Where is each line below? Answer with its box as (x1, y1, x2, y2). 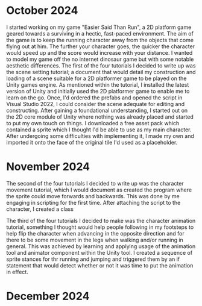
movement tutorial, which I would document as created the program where (6, 186, 192, 193)
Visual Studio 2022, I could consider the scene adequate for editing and (6, 100, 185, 107)
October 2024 (6, 4, 78, 17)
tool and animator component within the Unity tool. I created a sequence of (6, 249, 193, 256)
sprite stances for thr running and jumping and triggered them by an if (6, 255, 180, 263)
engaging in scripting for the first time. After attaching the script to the (6, 199, 181, 206)
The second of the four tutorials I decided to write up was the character (6, 180, 184, 187)
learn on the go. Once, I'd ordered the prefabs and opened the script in (6, 94, 183, 101)
